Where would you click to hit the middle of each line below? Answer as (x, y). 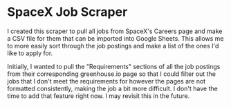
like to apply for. (30, 53)
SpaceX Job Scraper (67, 12)
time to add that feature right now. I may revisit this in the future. (99, 96)
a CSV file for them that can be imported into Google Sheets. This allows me (115, 38)
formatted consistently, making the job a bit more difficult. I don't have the (112, 88)
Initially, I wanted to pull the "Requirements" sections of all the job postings (114, 66)
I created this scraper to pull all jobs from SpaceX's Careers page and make (115, 31)
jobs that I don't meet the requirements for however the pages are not (107, 81)
